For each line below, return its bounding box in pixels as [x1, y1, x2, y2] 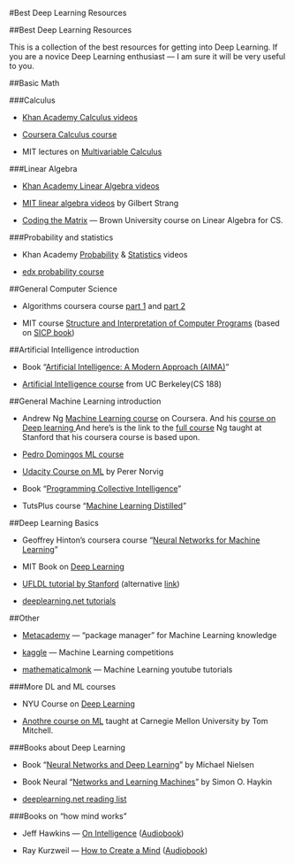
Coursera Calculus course [21, 129, 117, 140]
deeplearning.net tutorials [21, 596, 117, 606]
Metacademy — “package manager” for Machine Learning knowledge [21, 630, 277, 640]
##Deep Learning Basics [9, 518, 99, 528]
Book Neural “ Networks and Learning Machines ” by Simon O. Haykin [21, 776, 273, 787]
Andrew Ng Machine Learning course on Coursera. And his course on [21, 413, 276, 423]
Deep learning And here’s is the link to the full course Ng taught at [21, 422, 262, 433]
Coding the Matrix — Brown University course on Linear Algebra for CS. [21, 215, 284, 225]
